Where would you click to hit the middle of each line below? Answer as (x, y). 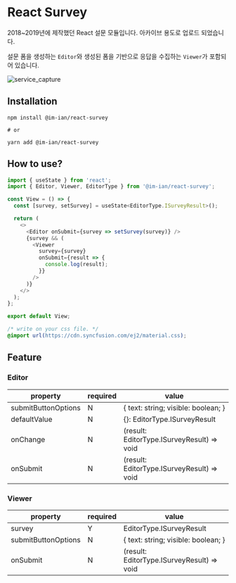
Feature (25, 357)
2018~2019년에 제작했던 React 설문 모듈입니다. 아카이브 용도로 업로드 (104, 32)
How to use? (35, 164)
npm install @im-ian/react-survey (58, 118)
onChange (28, 439)
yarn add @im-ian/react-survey (53, 142)
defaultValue (32, 419)
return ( (26, 219)
